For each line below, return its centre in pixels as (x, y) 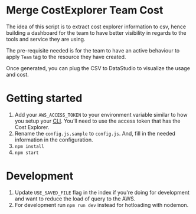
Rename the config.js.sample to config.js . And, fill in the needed (95, 133)
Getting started (44, 98)
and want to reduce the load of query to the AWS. (75, 199)
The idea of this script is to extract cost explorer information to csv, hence (96, 27)
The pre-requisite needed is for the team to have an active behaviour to (93, 50)
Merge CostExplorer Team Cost (85, 10)
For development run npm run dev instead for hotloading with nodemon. (102, 205)
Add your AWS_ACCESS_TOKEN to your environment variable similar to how (101, 114)
